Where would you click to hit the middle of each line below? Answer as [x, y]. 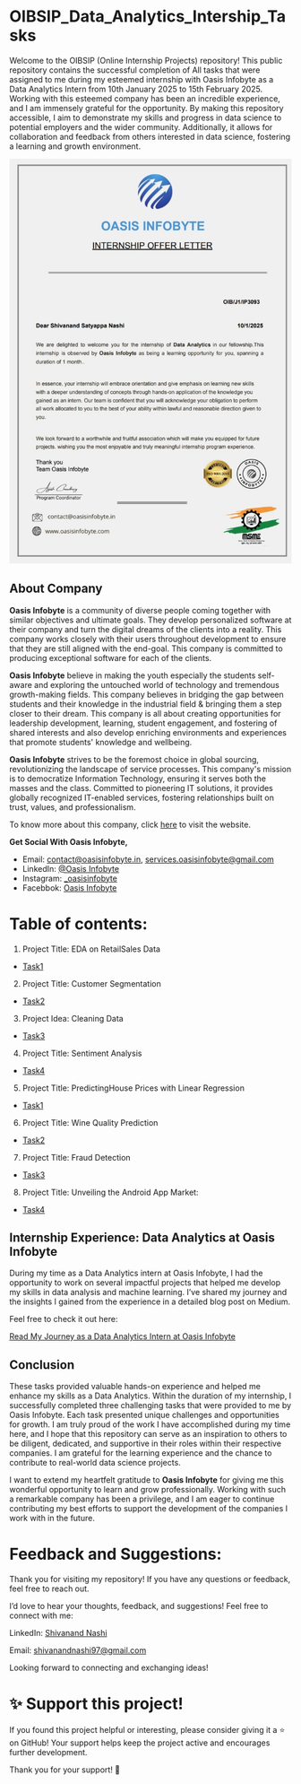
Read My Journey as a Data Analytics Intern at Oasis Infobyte [122, 1336]
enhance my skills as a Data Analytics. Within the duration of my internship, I [150, 1396]
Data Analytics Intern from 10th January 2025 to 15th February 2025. [136, 89]
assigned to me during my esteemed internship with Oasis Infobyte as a [142, 79]
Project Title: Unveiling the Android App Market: [110, 1192]
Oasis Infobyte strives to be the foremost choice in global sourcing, [134, 759]
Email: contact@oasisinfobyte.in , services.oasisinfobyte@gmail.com [148, 859]
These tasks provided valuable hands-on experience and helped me [135, 1387]
